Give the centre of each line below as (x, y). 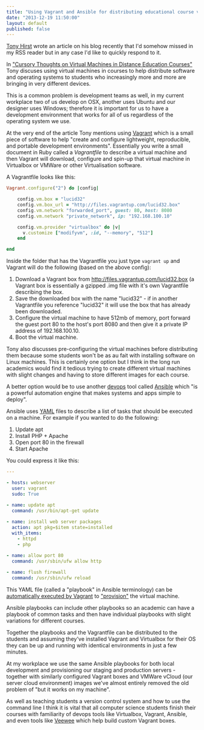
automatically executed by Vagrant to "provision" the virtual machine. (93, 596)
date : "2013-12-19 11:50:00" (43, 18)
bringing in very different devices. (49, 84)
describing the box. (39, 292)
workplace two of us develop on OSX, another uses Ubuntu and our (91, 102)
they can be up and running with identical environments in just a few (92, 645)
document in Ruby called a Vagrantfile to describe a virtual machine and (97, 152)
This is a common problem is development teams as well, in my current (95, 95)
